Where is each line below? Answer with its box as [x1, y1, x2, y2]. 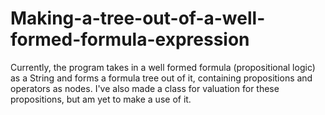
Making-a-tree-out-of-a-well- [10, 7, 266, 30]
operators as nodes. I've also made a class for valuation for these [10, 82, 280, 94]
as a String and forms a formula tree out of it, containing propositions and [10, 72, 313, 84]
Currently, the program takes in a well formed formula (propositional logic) [10, 61, 316, 73]
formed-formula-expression [10, 28, 250, 51]
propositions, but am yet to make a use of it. [10, 93, 192, 105]
